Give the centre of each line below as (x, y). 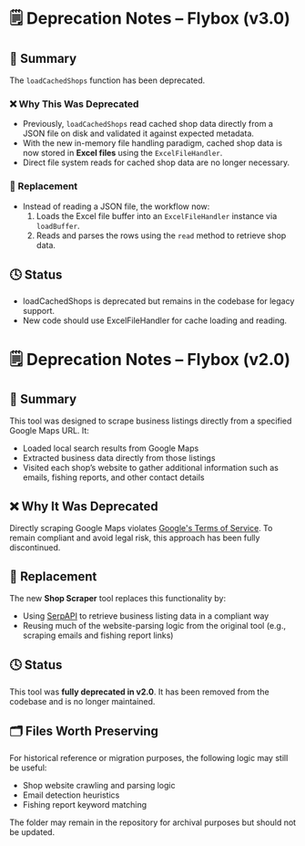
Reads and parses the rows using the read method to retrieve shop (161, 235)
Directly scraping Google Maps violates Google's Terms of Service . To (141, 528)
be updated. (32, 831)
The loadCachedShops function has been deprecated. (107, 80)
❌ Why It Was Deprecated (84, 506)
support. (39, 311)
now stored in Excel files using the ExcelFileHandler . (122, 153)
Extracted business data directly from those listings (119, 458)
